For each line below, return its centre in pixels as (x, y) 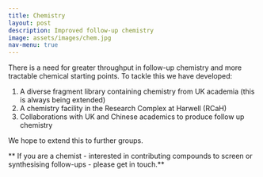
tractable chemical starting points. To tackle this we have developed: (120, 76)
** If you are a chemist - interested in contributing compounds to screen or (130, 156)
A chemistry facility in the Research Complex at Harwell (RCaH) (123, 109)
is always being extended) (63, 100)
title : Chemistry (37, 15)
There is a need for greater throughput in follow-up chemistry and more (125, 67)
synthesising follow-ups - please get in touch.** (86, 164)
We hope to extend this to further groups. (76, 140)
